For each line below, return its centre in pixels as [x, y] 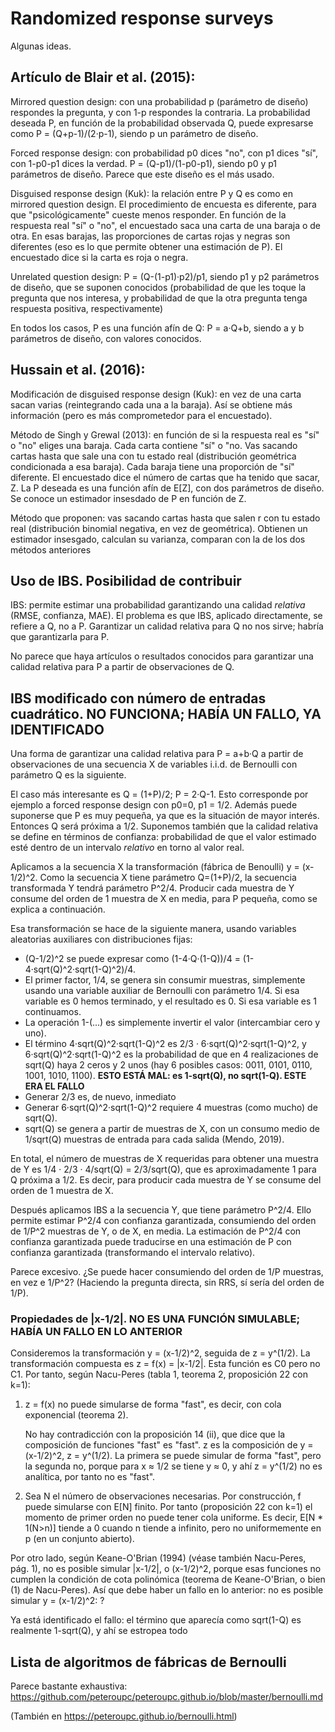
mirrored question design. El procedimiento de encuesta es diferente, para [163, 204]
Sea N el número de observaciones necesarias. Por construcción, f [163, 1496]
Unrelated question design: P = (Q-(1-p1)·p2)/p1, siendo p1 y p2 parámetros [165, 276]
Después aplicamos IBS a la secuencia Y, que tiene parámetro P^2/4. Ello [161, 1210]
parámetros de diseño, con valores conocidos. [106, 338]
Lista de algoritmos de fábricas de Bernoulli [148, 1662]
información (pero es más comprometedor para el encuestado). [141, 415]
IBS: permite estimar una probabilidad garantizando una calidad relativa [158, 605]
